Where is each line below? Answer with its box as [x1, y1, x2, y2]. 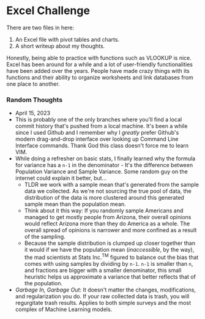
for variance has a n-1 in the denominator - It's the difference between [15, 162, 193, 169]
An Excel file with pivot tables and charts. [15, 36, 120, 43]
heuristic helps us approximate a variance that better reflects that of [24, 273, 196, 280]
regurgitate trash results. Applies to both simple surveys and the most [15, 299, 192, 306]
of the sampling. [24, 233, 65, 241]
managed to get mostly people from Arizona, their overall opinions [24, 214, 192, 221]
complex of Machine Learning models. [15, 306, 113, 313]
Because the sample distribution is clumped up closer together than [24, 239, 196, 247]
